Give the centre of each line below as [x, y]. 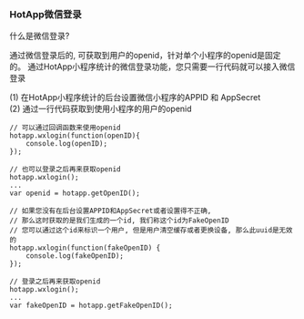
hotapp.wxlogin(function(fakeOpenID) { [85, 248]
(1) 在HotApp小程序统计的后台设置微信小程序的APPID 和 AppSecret [135, 98]
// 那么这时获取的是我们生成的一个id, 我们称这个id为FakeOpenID [119, 221]
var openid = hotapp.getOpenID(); [75, 193]
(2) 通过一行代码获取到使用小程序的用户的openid [101, 109]
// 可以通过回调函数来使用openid [65, 128]
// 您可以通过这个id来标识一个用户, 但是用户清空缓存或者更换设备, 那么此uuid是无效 [151, 231]
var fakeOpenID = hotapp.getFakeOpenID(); [91, 306]
